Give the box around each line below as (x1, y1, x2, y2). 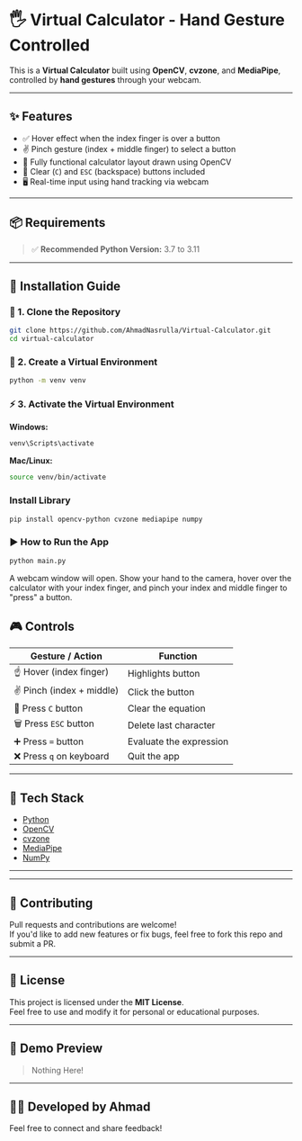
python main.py (9, 556, 67, 565)
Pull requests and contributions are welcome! (9, 920, 177, 930)
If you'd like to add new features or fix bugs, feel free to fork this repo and (9, 929, 283, 939)
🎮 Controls (9, 618, 75, 633)
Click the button (127, 686, 195, 698)
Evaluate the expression (127, 735, 229, 748)
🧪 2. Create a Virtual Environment (9, 355, 158, 368)
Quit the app (127, 750, 180, 763)
